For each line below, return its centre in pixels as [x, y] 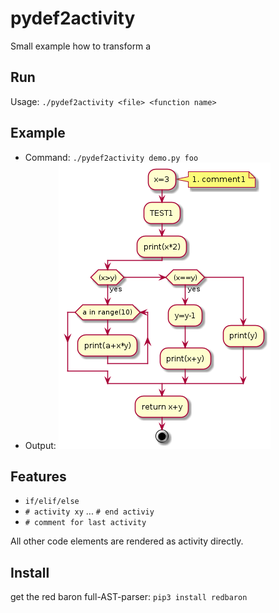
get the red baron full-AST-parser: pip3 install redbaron [129, 597]
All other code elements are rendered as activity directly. [127, 541]
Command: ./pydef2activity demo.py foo [111, 157]
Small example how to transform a [81, 46]
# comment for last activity [85, 523]
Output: [40, 445]
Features [38, 476]
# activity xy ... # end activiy [89, 511]
